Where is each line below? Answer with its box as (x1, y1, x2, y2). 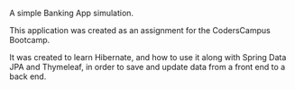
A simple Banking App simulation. (9, 8, 134, 18)
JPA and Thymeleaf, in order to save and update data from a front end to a (9, 62, 286, 72)
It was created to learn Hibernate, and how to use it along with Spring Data (9, 52, 287, 62)
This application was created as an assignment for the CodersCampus (9, 25, 271, 35)
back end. (9, 71, 47, 82)
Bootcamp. (9, 35, 51, 45)
